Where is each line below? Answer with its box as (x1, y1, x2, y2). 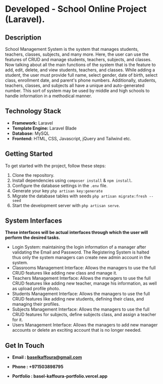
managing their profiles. (12, 301, 60, 307)
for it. (12, 317, 23, 323)
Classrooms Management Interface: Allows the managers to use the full (12, 265, 156, 271)
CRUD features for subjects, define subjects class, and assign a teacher (12, 312, 157, 318)
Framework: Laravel (12, 120, 54, 126)
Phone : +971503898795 (12, 364, 64, 370)
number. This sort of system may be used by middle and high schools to (5, 88, 150, 93)
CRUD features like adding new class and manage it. (12, 270, 118, 276)
